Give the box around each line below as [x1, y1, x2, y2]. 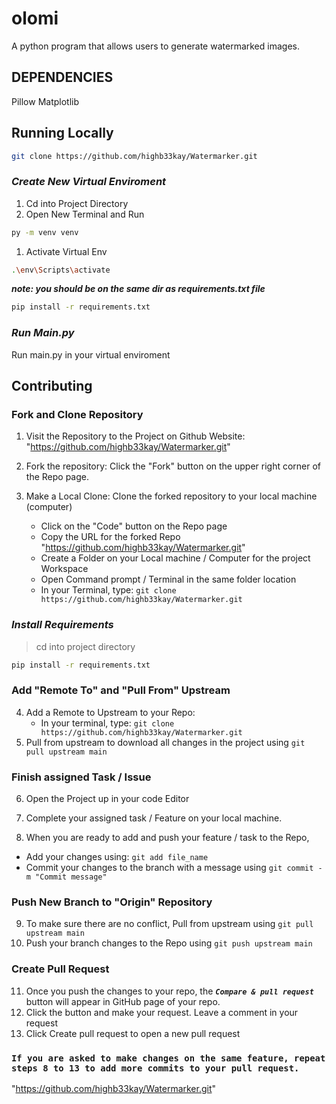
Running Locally [11, 125, 114, 142]
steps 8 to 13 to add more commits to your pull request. [11, 1062, 300, 1074]
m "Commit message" [25, 872, 108, 882]
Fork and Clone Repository [11, 407, 144, 421]
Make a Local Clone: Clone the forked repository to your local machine [25, 490, 318, 502]
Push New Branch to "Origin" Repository [11, 895, 213, 909]
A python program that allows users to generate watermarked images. [11, 40, 300, 52]
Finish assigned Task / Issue [11, 770, 152, 784]
